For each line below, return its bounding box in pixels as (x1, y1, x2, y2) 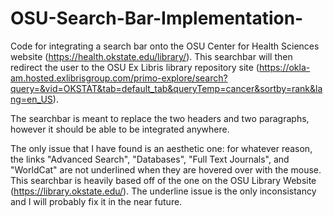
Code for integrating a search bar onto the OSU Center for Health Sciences (10, 40, 320, 52)
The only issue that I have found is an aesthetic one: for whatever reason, (10, 142, 313, 154)
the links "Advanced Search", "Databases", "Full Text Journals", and (10, 153, 290, 165)
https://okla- (258, 61, 311, 73)
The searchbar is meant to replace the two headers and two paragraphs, (10, 112, 310, 124)
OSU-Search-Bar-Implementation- (10, 7, 304, 30)
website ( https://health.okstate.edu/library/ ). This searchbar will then (10, 50, 293, 62)
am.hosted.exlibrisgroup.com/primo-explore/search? (10, 72, 228, 84)
